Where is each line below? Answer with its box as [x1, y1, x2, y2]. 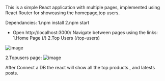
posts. [5, 70, 19, 76]
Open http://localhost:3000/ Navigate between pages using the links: [12, 30, 158, 35]
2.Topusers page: [5, 55, 42, 61]
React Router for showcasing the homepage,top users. [5, 10, 120, 16]
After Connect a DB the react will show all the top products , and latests [5, 65, 155, 70]
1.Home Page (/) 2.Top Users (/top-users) [12, 35, 100, 41]
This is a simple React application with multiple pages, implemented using [5, 5, 160, 10]
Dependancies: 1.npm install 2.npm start [5, 20, 90, 25]
